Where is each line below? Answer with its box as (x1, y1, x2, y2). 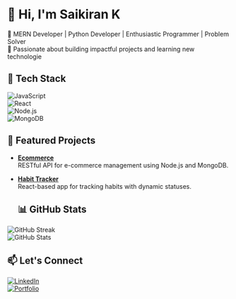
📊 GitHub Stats (17, 203, 87, 215)
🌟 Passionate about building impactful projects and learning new (7, 45, 195, 53)
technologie (7, 52, 42, 61)
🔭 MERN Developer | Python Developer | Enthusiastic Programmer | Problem (7, 30, 230, 38)
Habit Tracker (17, 175, 59, 183)
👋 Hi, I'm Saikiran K (7, 6, 121, 23)
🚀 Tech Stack (7, 73, 66, 85)
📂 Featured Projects (7, 134, 96, 147)
